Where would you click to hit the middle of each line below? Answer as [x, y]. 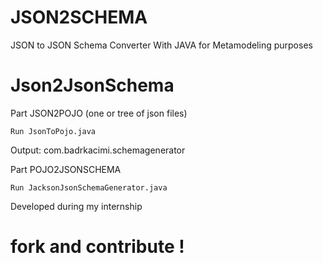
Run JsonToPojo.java [53, 131]
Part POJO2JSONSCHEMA [66, 169]
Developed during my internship [76, 206]
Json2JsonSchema [92, 85]
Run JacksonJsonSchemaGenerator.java [89, 187]
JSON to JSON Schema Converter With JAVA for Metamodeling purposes [161, 45]
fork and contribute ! [97, 247]
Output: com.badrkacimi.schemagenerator [98, 150]
